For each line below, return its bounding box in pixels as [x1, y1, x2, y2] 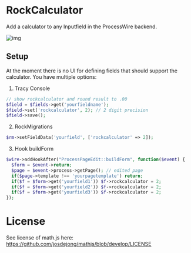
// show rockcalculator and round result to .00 [6, 96, 128, 102]
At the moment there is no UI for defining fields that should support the [6, 67, 178, 74]
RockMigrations [14, 123, 53, 130]
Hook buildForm [14, 145, 54, 152]
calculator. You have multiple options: [6, 73, 97, 80]
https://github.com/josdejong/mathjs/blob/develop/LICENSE [6, 241, 152, 248]
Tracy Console [14, 85, 50, 92]
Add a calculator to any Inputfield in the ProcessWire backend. [6, 23, 158, 30]
